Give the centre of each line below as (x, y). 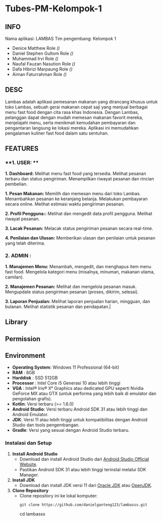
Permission (23, 339)
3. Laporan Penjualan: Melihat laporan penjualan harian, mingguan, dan (78, 301)
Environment (25, 355)
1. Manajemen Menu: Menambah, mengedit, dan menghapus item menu (78, 266)
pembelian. (16, 184)
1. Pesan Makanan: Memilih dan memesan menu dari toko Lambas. (73, 193)
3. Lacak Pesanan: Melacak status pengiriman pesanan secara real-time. (79, 228)
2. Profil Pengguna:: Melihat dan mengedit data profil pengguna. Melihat (79, 213)
